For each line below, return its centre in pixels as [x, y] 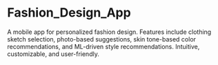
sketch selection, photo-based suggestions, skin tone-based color [102, 39]
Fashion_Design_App [69, 13]
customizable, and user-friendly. [53, 54]
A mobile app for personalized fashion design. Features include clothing [109, 32]
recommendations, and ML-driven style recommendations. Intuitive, [103, 46]
